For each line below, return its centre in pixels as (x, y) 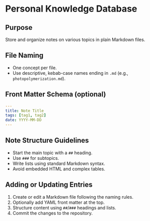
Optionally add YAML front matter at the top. (59, 202)
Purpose (19, 28)
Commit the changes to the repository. (53, 213)
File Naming (24, 55)
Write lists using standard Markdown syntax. (59, 163)
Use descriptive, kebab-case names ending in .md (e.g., (70, 73)
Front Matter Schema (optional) (56, 94)
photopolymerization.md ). (39, 78)
